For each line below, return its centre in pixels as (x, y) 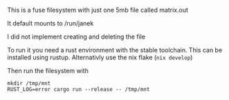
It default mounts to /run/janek (51, 23)
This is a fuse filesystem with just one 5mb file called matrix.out (98, 10)
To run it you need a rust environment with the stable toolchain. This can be (115, 50)
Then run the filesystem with (48, 71)
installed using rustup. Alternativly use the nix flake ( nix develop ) (100, 57)
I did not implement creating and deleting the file (76, 37)
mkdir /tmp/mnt (29, 83)
